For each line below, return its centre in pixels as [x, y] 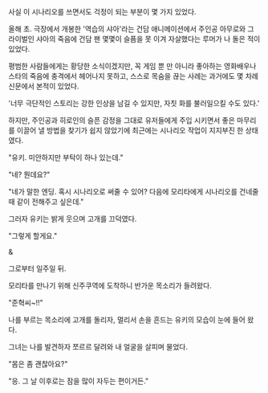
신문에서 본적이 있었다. [44, 86]
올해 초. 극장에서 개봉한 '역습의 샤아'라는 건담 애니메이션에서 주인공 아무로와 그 [131, 29]
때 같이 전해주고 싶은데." [46, 202]
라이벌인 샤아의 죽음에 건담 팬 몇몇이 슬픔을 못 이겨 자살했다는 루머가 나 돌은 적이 [134, 39]
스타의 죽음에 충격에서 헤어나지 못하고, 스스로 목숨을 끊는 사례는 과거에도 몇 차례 [134, 76]
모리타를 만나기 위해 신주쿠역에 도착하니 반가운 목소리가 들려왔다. [110, 285]
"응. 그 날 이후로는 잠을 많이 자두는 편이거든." [79, 381]
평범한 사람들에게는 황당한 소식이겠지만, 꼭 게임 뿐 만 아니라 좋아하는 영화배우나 [132, 66]
